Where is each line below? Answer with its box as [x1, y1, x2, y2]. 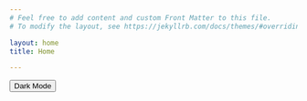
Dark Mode [14, 81, 52, 91]
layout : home [9, 38, 59, 47]
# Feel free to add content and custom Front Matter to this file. [9, 13, 272, 23]
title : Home [9, 46, 55, 56]
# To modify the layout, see [9, 22, 121, 31]
